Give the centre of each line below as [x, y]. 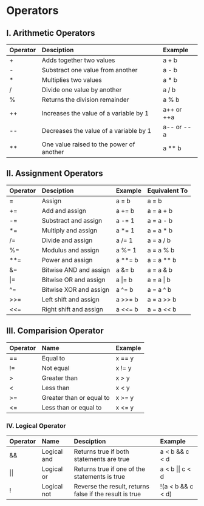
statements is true [100, 476]
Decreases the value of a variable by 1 [97, 131]
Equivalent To [168, 191]
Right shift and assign [72, 309]
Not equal [56, 368]
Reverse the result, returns [112, 486]
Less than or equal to [72, 407]
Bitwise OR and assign [73, 280]
